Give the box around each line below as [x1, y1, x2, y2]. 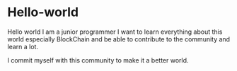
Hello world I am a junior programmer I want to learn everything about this [7, 27, 223, 36]
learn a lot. [7, 42, 39, 51]
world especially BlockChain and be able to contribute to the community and [7, 34, 231, 43]
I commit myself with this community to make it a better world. [7, 56, 189, 64]
